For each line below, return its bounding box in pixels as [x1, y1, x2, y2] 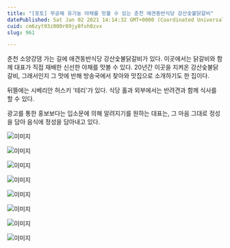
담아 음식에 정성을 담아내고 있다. [14, 118, 101, 126]
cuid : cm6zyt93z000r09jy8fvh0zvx [7, 23, 103, 29]
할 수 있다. [7, 95, 35, 103]
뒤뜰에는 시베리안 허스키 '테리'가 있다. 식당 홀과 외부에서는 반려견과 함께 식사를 [7, 86, 217, 94]
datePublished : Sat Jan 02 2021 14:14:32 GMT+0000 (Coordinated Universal [7, 16, 225, 23]
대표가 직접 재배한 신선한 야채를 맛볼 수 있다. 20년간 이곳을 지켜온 [14, 63, 190, 72]
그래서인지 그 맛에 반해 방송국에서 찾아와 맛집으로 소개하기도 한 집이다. [21, 72, 210, 80]
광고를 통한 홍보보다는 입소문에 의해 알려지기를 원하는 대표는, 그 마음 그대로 [7, 109, 208, 118]
